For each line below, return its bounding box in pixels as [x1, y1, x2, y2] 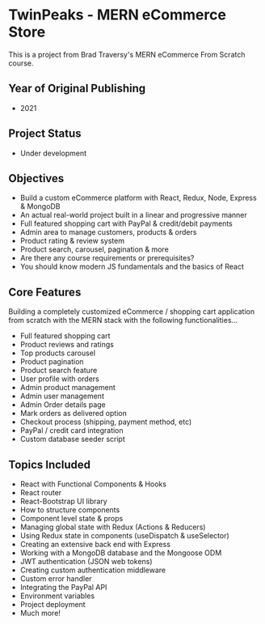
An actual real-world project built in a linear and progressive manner [19, 210, 248, 220]
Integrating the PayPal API [19, 583, 107, 592]
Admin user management [19, 391, 105, 401]
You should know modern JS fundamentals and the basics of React [19, 261, 244, 272]
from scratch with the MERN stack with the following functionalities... [8, 316, 238, 325]
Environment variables [19, 591, 95, 601]
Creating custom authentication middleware [19, 565, 166, 575]
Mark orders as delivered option [19, 409, 127, 418]
